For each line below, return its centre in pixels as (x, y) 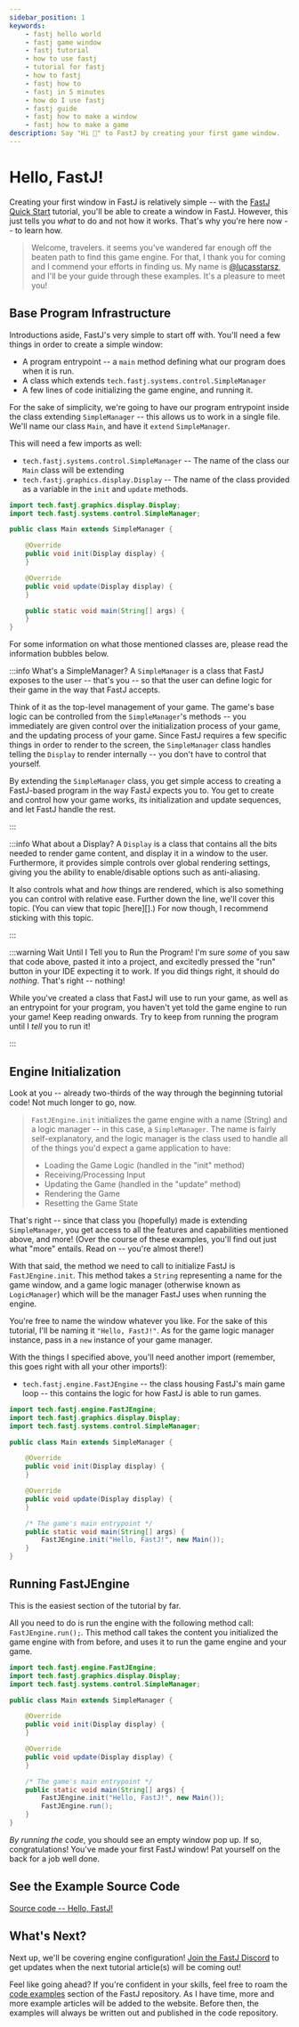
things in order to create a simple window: (86, 344)
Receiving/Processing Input (95, 1175)
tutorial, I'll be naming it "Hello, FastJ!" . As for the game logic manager (142, 1330)
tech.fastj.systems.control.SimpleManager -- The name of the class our (156, 460)
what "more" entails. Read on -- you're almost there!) (107, 1248)
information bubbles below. (59, 654)
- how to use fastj (61, 59)
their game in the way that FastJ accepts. (85, 690)
